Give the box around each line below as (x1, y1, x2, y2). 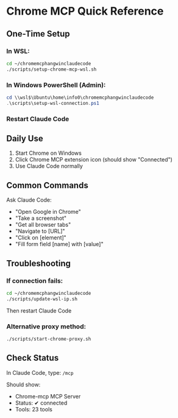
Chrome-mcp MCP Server (15, 392, 81, 400)
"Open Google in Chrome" (15, 208, 81, 216)
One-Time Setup (6, 29, 70, 39)
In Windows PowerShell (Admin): (6, 80, 106, 89)
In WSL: (6, 47, 30, 55)
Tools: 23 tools (15, 405, 53, 413)
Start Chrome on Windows (15, 149, 82, 157)
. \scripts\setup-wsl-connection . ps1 (6, 100, 99, 106)
